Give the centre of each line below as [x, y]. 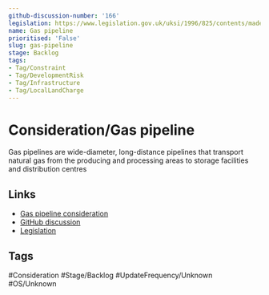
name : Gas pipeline [41, 30]
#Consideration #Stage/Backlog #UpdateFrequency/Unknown [110, 275]
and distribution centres [48, 169]
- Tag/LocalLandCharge [46, 90]
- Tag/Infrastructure [44, 83]
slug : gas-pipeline [41, 46]
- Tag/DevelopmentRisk [46, 75]
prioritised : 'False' [44, 38]
